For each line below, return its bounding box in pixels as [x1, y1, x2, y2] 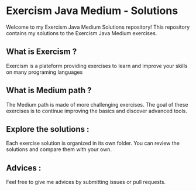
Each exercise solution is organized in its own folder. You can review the [6, 139, 180, 147]
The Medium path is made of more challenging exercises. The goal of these [6, 101, 188, 108]
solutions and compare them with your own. [6, 146, 112, 153]
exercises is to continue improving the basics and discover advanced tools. [6, 107, 187, 114]
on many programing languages [6, 69, 83, 76]
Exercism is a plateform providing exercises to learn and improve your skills [6, 62, 188, 69]
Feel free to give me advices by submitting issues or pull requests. [6, 179, 166, 186]
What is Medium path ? [6, 86, 92, 95]
